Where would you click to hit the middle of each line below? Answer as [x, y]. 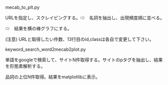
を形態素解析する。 [25, 66]
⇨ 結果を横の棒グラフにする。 [39, 28]
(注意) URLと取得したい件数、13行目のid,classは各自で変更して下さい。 [80, 39]
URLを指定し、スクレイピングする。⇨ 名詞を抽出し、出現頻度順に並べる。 [85, 18]
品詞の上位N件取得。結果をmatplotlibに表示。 [53, 77]
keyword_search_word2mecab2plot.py [46, 49]
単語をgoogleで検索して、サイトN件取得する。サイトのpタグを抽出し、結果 [84, 60]
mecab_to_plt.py [23, 7]
